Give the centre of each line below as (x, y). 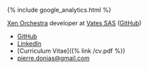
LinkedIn (29, 43)
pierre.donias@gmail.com (53, 58)
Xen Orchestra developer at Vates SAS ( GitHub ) (74, 23)
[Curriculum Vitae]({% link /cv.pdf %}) (71, 51)
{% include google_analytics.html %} (59, 10)
